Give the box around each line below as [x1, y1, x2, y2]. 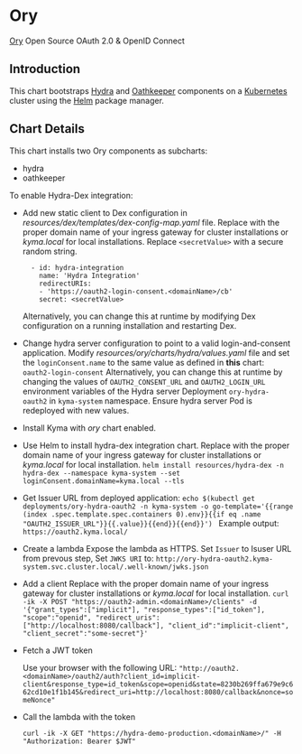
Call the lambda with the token [22, 711, 136, 722]
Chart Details [9, 121, 86, 136]
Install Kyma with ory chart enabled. [22, 422, 156, 433]
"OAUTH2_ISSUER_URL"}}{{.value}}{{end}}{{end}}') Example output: [22, 517, 279, 528]
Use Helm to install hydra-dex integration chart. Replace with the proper [22, 440, 290, 451]
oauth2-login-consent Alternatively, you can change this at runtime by [22, 367, 283, 377]
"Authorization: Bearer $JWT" [22, 737, 137, 746]
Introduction [9, 61, 81, 77]
